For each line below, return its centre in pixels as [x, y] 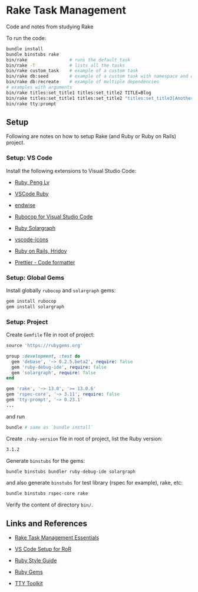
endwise [25, 205]
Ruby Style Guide [36, 561]
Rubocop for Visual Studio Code [54, 217]
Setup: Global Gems [35, 277]
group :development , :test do [43, 356]
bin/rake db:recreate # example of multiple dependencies [83, 82]
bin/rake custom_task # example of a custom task [72, 71]
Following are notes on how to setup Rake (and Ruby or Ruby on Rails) [91, 136]
